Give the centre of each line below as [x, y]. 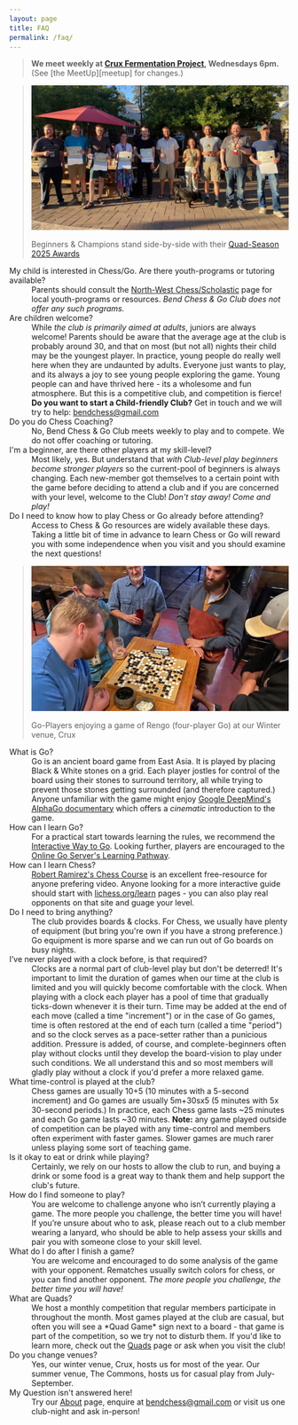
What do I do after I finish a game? [72, 1251]
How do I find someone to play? [67, 1194]
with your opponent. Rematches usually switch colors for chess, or [153, 1270]
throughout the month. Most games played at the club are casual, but [158, 1317]
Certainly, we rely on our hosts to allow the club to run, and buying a [156, 1166]
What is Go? [31, 752]
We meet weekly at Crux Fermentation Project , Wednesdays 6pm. [155, 64]
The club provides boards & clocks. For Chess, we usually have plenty [160, 921]
